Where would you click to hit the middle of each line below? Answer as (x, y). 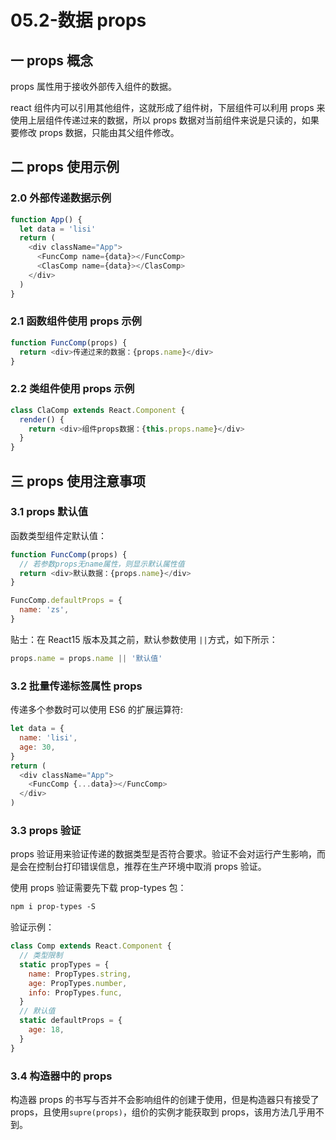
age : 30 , (37, 747)
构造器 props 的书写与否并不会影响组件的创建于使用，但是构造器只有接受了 (165, 1099)
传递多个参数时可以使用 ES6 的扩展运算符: (96, 710)
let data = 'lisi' (58, 229)
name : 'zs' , (44, 610)
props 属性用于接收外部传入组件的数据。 (93, 86)
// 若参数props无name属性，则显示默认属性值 (102, 564)
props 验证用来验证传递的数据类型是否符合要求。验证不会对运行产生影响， (163, 854)
